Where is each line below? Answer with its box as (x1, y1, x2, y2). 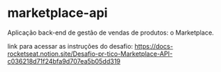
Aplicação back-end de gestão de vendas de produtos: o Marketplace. (7, 28, 215, 37)
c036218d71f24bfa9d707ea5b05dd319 (7, 56, 121, 65)
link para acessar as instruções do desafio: (7, 42, 134, 50)
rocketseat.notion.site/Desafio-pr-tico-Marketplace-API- (7, 49, 173, 58)
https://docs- (134, 42, 173, 50)
